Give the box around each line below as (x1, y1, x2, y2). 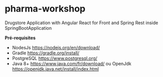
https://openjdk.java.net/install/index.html (12, 66, 99, 72)
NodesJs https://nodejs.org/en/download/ (12, 44, 100, 50)
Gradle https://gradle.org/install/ (12, 50, 79, 56)
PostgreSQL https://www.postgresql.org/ (12, 55, 98, 61)
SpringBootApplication (5, 25, 52, 31)
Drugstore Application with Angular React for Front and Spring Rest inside (5, 20, 158, 26)
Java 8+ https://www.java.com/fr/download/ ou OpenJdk (12, 60, 132, 66)
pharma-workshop (5, 3, 86, 15)
